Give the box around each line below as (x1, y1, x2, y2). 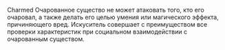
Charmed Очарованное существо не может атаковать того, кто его (7, 6, 204, 14)
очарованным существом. (7, 35, 85, 43)
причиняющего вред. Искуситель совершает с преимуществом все (7, 21, 208, 28)
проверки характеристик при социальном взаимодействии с (7, 27, 188, 36)
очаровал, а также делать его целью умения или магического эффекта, (7, 13, 219, 21)
